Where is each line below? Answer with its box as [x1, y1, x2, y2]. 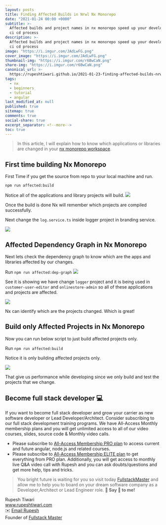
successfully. [5, 207, 32, 213]
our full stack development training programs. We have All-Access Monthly [5, 420, 158, 426]
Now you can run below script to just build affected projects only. [5, 336, 138, 342]
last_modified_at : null [5, 100, 54, 105]
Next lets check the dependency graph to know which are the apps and [5, 254, 151, 259]
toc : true [5, 127, 26, 132]
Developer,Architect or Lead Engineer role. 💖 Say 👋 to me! [17, 487, 135, 493]
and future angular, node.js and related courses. [12, 446, 110, 452]
